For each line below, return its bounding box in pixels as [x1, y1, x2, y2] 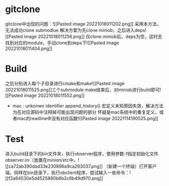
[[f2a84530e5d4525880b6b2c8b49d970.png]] [5, 175, 103, 181]
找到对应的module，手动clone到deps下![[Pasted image [5, 39, 119, 46]
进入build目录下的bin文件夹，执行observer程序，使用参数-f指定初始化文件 [5, 150, 159, 157]
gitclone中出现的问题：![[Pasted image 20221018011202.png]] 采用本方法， [5, 21, 161, 27]
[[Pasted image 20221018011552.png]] [5, 92, 85, 98]
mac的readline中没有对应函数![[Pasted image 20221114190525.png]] [17, 115, 158, 121]
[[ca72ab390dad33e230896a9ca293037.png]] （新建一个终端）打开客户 [5, 163, 157, 169]
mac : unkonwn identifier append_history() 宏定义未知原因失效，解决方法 [12, 102, 163, 109]
